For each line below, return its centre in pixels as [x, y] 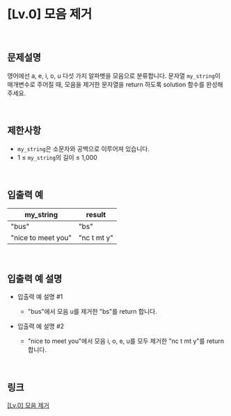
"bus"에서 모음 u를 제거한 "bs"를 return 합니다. [93, 312]
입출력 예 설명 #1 [40, 297]
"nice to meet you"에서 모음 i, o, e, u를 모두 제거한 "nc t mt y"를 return [126, 341]
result [96, 215]
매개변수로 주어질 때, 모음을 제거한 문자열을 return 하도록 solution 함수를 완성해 [115, 84]
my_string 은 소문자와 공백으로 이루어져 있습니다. [83, 149]
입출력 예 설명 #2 [41, 326]
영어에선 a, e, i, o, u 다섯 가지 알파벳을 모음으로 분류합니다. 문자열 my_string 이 [114, 75]
